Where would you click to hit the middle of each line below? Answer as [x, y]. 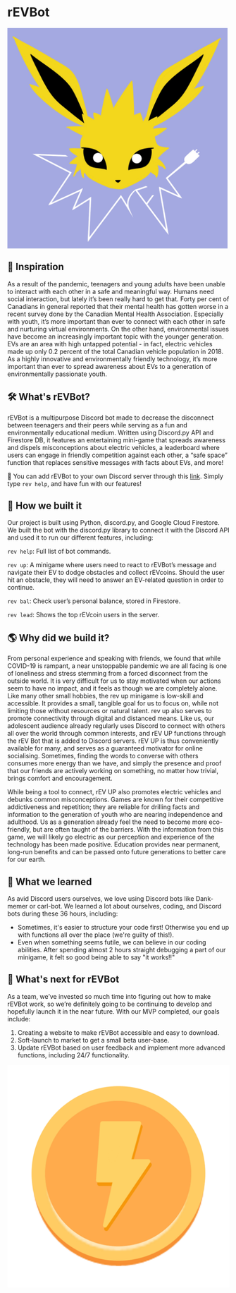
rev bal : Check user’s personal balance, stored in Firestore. [94, 601]
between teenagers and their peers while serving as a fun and [98, 425]
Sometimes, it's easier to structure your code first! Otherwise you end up [123, 927]
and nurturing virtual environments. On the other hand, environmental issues [118, 329]
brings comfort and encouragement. [60, 778]
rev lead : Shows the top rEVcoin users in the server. [83, 615]
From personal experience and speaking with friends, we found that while [114, 658]
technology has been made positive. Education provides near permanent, [114, 844]
